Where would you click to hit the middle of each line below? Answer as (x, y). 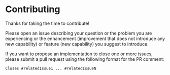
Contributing (33, 9)
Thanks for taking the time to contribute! (47, 23)
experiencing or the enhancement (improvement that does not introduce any (85, 39)
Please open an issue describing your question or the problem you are (79, 33)
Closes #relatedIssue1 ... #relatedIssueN (51, 68)
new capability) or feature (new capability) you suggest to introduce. (77, 44)
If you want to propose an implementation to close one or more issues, (79, 54)
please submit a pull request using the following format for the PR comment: (85, 59)
